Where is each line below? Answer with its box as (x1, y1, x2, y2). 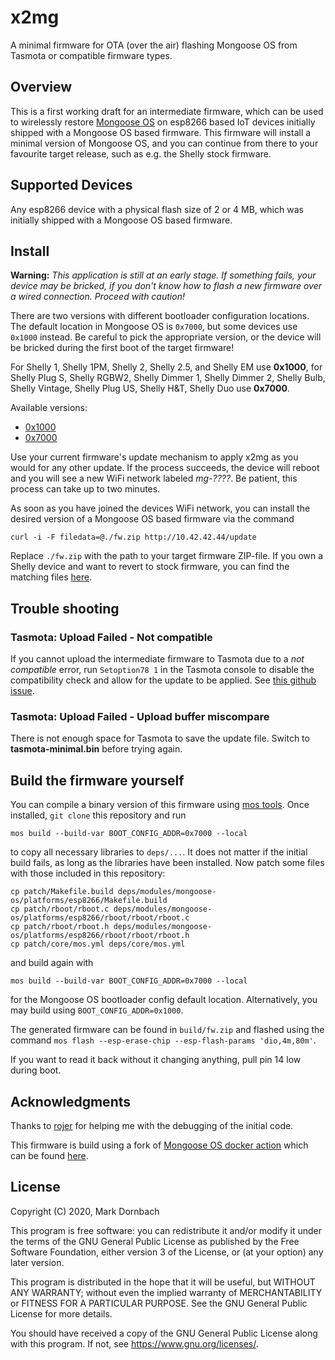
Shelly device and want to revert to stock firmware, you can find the (10, 561, 290, 573)
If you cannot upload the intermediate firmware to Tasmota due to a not (10, 653, 305, 665)
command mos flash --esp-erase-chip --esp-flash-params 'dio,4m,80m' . (10, 1034, 317, 1046)
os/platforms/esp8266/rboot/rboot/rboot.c (10, 913, 190, 923)
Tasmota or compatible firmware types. (10, 49, 173, 61)
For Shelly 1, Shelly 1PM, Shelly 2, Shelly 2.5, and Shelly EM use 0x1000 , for (10, 361, 323, 373)
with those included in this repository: (10, 867, 166, 880)
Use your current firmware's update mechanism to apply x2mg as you (10, 451, 299, 463)
